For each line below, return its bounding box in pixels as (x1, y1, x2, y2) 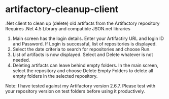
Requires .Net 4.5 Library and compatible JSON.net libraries (5, 25, 130, 31)
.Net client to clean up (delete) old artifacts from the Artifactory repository (5, 20, 160, 26)
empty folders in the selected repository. (12, 73, 98, 79)
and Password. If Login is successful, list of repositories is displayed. (12, 40, 157, 46)
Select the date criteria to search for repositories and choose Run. (12, 46, 151, 52)
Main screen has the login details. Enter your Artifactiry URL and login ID (12, 35, 164, 41)
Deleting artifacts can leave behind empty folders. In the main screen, (12, 62, 159, 68)
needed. (12, 57, 30, 63)
